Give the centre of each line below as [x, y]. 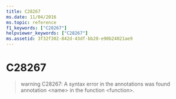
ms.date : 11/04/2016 [31, 17]
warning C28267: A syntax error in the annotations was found [95, 84]
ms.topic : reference [31, 22]
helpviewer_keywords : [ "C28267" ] [47, 33]
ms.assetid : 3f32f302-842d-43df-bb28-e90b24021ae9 [69, 39]
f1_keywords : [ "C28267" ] [36, 28]
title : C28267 [24, 11]
